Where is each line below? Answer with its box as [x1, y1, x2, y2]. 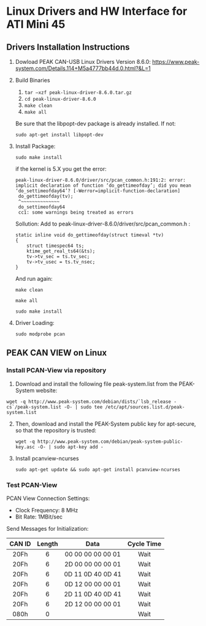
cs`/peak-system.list [6, 404, 62, 410]
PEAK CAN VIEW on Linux [6, 348, 107, 358]
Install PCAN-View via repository [6, 366, 107, 375]
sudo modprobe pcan [15, 331, 66, 337]
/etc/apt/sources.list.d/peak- [105, 404, 185, 410]
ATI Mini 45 [6, 17, 66, 31]
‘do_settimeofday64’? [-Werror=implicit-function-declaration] [15, 188, 181, 194]
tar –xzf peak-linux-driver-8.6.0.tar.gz [24, 90, 132, 96]
